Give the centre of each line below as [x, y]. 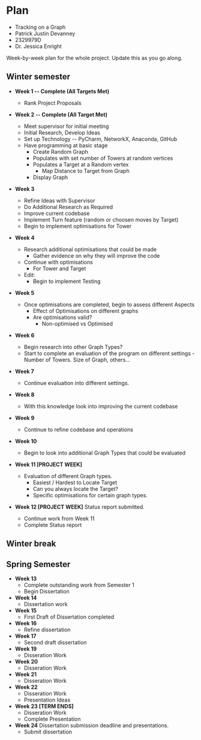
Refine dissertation [47, 629]
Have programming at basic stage [66, 145]
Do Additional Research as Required [68, 207]
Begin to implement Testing [67, 281]
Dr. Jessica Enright [38, 46]
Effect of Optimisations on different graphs [85, 311]
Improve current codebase [57, 213]
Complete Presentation [52, 719]
